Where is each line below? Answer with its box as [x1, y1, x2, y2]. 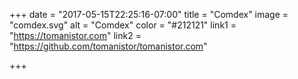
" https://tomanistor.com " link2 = [9, 30, 142, 41]
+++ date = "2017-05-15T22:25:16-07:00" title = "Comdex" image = [9, 9, 289, 20]
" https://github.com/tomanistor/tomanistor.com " [9, 40, 208, 52]
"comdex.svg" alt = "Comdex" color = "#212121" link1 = [9, 19, 237, 31]
